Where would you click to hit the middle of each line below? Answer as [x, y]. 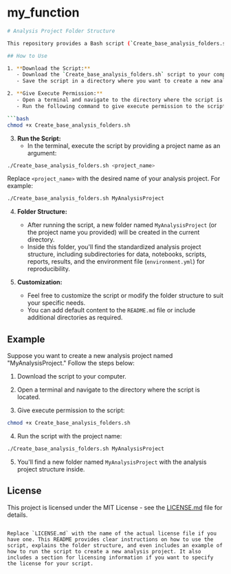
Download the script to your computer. [72, 376]
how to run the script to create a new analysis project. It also [104, 551]
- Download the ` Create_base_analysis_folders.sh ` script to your [113, 75]
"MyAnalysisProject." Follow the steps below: [71, 363]
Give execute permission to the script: [71, 410]
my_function [43, 13]
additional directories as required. [75, 317]
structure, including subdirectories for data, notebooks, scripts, [117, 254]
